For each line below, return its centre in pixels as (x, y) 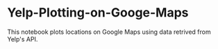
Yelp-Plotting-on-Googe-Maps (98, 13)
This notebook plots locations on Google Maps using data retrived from (109, 32)
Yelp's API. (23, 39)
